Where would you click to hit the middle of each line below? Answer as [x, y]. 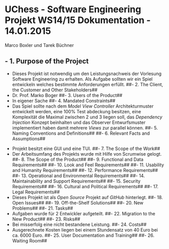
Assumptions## [29, 138]
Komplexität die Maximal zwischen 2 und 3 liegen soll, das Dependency [87, 117]
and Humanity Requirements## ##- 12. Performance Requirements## [85, 170]
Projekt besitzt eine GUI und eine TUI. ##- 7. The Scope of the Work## [86, 148]
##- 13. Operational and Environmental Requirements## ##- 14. [78, 176]
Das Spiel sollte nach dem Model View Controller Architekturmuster [83, 106]
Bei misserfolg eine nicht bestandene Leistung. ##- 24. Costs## [79, 224]
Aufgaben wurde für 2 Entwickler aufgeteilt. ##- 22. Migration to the [84, 213]
